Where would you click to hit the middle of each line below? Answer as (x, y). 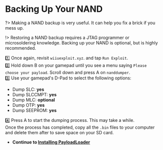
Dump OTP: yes (28, 105)
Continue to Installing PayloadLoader (51, 142)
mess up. (15, 28)
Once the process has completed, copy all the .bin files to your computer (80, 127)
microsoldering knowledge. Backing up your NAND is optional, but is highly (81, 42)
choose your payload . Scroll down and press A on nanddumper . (68, 72)
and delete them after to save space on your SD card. (60, 132)
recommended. (20, 48)
